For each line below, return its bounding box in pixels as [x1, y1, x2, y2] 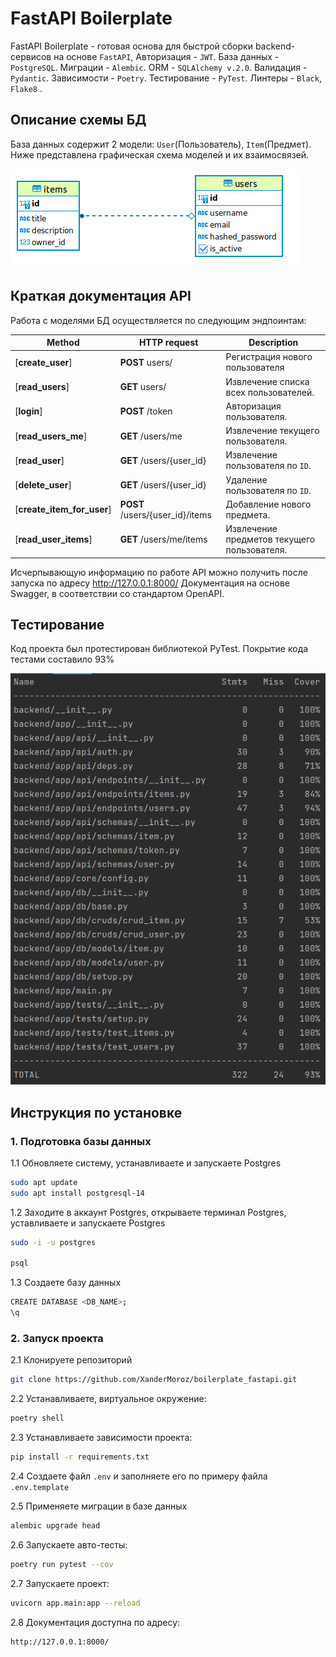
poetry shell [10, 1413, 65, 1424]
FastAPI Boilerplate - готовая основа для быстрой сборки [10, 40, 253, 52]
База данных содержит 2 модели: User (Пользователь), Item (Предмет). [10, 138, 312, 150]
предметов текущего [225, 533, 316, 546]
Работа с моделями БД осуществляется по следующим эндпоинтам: [10, 314, 307, 326]
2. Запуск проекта [10, 1331, 104, 1345]
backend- [254, 40, 296, 52]
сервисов [10, 50, 52, 62]
